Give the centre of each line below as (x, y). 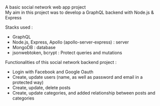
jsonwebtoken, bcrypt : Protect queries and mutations (67, 53)
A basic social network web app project (46, 7)
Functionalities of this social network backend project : (61, 62)
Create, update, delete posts (41, 88)
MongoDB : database (34, 47)
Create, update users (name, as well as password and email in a (77, 77)
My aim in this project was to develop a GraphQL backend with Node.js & (80, 12)
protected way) (28, 82)
